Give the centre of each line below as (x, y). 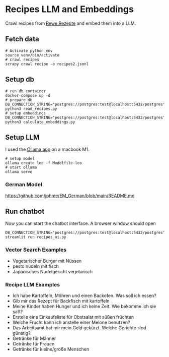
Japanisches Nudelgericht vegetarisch (53, 271)
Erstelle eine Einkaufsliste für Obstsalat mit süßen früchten (73, 317)
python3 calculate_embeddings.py (40, 122)
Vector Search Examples (36, 250)
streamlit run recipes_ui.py (36, 237)
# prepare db (19, 100)
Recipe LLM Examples (33, 284)
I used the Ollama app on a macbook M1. (47, 149)
